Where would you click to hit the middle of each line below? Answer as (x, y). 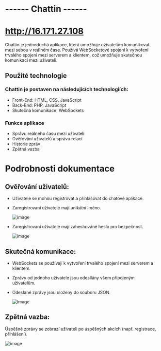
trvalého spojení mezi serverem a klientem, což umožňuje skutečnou (73, 55)
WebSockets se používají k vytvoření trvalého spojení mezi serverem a (83, 263)
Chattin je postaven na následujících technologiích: (67, 90)
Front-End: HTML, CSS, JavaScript (47, 100)
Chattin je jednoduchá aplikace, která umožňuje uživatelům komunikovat (77, 45)
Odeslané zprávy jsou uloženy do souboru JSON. (61, 292)
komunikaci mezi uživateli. (31, 60)
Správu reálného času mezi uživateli (48, 134)
